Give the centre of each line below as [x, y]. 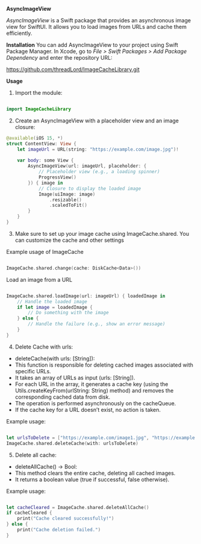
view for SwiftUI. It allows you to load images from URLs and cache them [96, 27]
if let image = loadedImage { [55, 307]
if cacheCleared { [29, 513]
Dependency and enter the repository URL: [59, 58]
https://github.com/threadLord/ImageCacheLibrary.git [73, 69]
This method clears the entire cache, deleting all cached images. [95, 473]
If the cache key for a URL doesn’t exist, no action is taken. [88, 410]
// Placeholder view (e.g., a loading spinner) [99, 172]
